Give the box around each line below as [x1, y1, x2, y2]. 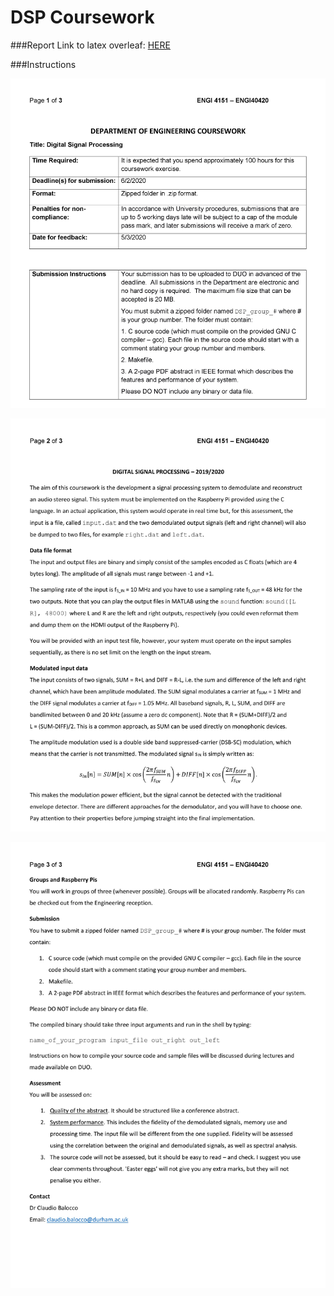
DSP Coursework [10, 6, 155, 29]
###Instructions [10, 58, 77, 70]
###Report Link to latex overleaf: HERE [10, 39, 171, 51]
